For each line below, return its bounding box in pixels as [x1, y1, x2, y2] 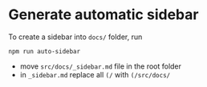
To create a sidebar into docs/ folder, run [8, 32, 143, 42]
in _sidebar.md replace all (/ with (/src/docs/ [19, 69, 171, 79]
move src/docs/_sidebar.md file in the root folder [19, 61, 182, 71]
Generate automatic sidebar [8, 6, 199, 24]
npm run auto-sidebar [8, 47, 81, 55]
